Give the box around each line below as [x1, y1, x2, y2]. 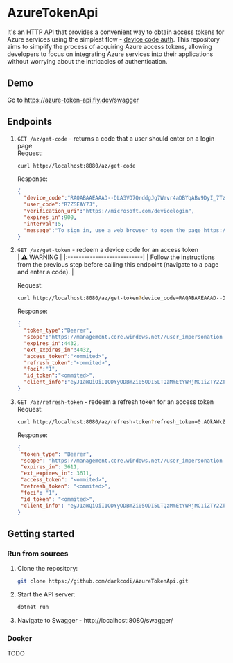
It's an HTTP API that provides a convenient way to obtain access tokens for [7, 28, 225, 36]
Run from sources [7, 549, 69, 558]
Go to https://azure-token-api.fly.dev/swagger [7, 96, 139, 104]
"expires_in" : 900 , [24, 213, 77, 221]
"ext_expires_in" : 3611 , [20, 470, 92, 477]
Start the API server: [17, 590, 76, 599]
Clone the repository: [17, 565, 78, 573]
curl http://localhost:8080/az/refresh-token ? [17, 418, 155, 425]
